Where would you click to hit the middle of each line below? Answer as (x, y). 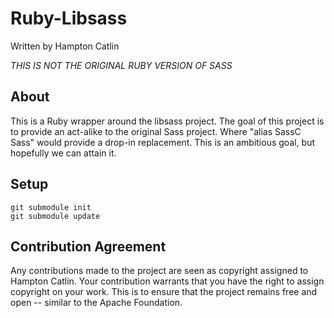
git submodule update (55, 216)
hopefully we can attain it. (63, 153)
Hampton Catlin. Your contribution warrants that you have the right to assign (167, 281)
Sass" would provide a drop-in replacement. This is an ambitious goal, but (163, 142)
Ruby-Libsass (69, 18)
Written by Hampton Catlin (65, 46)
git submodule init (51, 207)
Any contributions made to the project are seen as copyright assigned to (159, 271)
